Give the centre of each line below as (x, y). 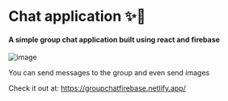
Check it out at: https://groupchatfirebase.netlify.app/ (97, 88)
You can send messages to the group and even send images (109, 73)
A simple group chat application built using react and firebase (114, 39)
